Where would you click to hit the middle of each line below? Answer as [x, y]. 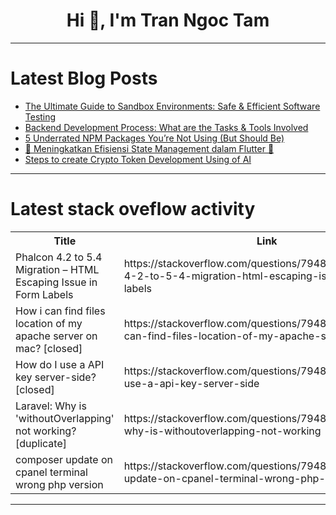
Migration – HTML [57, 269]
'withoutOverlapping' [65, 418]
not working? [46, 431]
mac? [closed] [49, 348]
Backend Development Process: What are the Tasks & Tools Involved [166, 127]
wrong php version [59, 484]
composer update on [64, 459]
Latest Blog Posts [84, 78]
